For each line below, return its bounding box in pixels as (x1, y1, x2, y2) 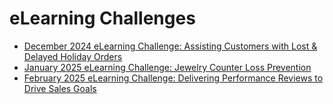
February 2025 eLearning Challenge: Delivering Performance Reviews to (23, 72, 324, 84)
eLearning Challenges (9, 7, 196, 30)
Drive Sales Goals (23, 82, 97, 94)
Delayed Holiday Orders (23, 50, 123, 62)
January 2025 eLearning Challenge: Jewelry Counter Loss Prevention (23, 61, 312, 73)
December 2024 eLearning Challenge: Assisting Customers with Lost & (23, 40, 318, 52)
